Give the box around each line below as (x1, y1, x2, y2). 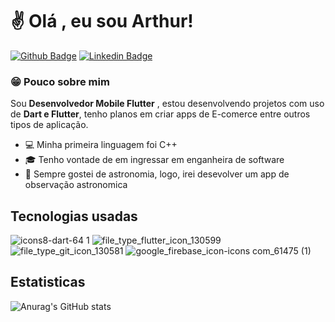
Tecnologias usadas (10, 208, 138, 225)
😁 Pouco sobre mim (10, 74, 110, 88)
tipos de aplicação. (10, 119, 89, 131)
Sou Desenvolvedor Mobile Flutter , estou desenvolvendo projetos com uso (10, 98, 325, 110)
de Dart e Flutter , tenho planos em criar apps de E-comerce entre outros (10, 108, 311, 120)
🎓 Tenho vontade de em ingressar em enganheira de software (24, 154, 285, 166)
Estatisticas (10, 274, 86, 291)
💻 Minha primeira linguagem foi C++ (24, 139, 178, 151)
